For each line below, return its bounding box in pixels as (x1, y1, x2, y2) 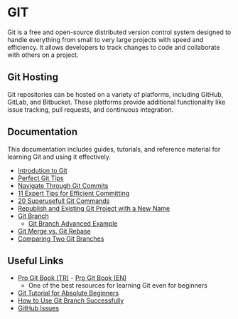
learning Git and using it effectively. (7, 152, 112, 161)
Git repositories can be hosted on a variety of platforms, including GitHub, (7, 90, 224, 98)
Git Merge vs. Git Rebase (17, 226, 91, 235)
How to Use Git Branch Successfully (17, 296, 124, 305)
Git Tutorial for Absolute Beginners (17, 289, 119, 298)
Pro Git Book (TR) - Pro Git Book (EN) (17, 273, 127, 282)
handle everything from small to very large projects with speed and (7, 35, 204, 43)
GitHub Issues (17, 304, 59, 313)
